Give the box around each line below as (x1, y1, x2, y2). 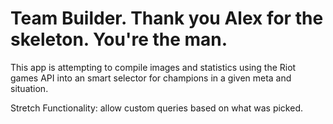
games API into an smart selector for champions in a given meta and (10, 72, 292, 84)
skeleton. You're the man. (10, 28, 228, 51)
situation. (10, 82, 49, 94)
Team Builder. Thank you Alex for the (10, 7, 324, 30)
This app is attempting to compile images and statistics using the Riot (10, 61, 297, 73)
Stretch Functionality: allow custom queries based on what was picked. (10, 102, 304, 114)
